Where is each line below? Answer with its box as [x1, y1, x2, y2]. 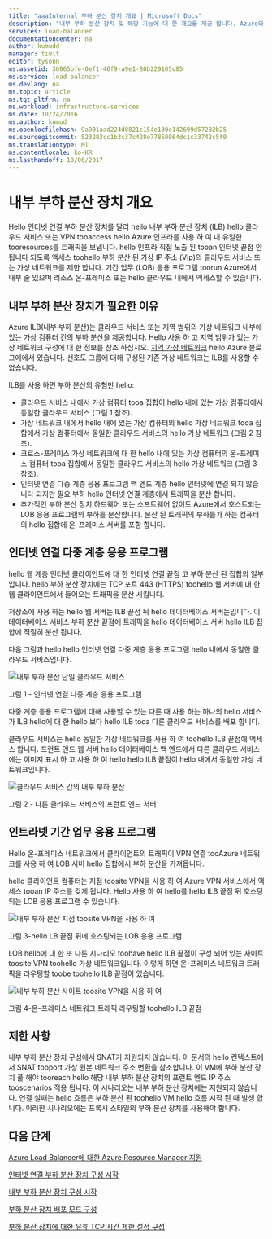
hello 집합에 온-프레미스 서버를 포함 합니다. [28, 520, 166, 529]
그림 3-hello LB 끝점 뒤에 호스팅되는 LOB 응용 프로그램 [8, 930, 183, 941]
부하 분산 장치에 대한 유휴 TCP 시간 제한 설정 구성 [8, 1222, 165, 1232]
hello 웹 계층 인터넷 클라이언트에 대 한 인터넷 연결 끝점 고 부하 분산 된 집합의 [8, 569, 249, 578]
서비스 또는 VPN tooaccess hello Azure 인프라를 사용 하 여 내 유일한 [23, 232, 242, 242]
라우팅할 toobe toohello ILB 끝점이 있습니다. [23, 969, 165, 978]
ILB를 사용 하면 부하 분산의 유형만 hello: [8, 380, 135, 389]
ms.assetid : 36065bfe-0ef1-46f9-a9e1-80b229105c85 [8, 65, 183, 73]
